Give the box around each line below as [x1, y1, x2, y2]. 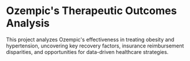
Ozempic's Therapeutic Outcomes [6, 4, 177, 18]
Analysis [6, 16, 50, 30]
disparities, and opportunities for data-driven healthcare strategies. [6, 48, 169, 55]
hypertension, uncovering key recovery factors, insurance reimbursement [6, 42, 184, 49]
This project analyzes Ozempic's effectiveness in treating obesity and [6, 36, 175, 43]
